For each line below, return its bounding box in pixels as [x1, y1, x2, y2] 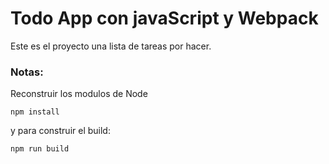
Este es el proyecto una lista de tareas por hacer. [10, 40, 212, 52]
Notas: [10, 65, 44, 79]
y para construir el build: [10, 125, 111, 137]
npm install [10, 107, 60, 117]
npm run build [10, 144, 70, 154]
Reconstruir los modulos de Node [10, 88, 148, 100]
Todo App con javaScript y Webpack [10, 7, 319, 30]
